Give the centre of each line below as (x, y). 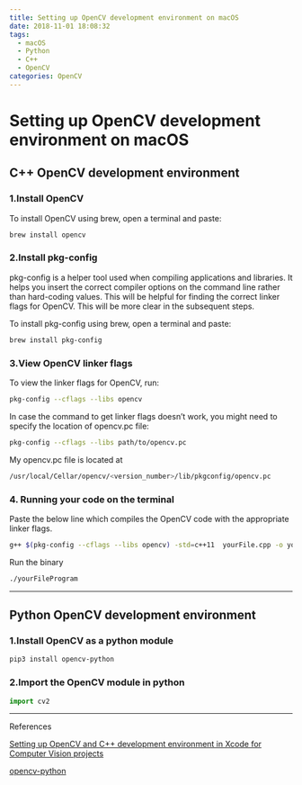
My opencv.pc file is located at (66, 459)
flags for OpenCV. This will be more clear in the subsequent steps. (132, 306)
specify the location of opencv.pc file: (80, 426)
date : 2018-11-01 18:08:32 (60, 26)
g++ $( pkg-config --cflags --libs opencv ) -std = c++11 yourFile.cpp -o (146, 545)
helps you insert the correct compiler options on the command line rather (145, 287)
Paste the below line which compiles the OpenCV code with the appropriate (149, 519)
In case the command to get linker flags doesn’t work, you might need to (143, 416)
